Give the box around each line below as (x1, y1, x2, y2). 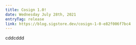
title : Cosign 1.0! (5, 7, 47, 12)
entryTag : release (5, 16, 44, 21)
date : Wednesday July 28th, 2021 (5, 12, 76, 17)
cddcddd (5, 35, 24, 41)
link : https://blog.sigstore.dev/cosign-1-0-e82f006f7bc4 (5, 21, 131, 26)
